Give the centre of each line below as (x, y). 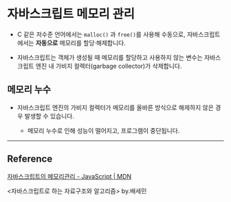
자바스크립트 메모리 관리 (71, 14)
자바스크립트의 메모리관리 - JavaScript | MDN (69, 176)
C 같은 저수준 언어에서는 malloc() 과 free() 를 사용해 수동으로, (101, 34)
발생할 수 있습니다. (49, 116)
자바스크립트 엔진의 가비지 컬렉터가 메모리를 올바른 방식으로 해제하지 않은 (115, 108)
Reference (30, 159)
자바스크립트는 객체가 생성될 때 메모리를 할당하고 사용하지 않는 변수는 (110, 57)
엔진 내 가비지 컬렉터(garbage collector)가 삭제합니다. (109, 66)
